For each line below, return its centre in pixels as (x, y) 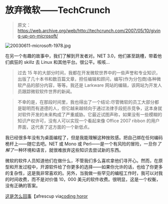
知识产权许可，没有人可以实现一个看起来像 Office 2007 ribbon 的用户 (88, 121)
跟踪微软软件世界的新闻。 (48, 91)
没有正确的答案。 (23, 186)
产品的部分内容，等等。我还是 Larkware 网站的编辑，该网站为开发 (90, 85)
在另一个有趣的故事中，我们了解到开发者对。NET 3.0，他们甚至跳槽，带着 (81, 56)
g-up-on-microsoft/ (38, 36)
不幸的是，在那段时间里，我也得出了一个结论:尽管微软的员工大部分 (86, 102)
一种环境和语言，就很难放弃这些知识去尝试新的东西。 (69, 150)
